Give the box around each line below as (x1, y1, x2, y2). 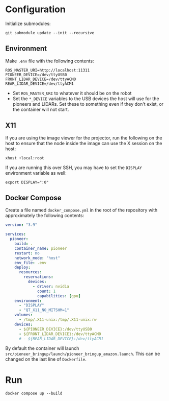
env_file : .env (14, 260, 47, 265)
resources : (18, 270, 42, 275)
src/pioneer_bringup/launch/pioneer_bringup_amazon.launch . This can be (5, 351, 160, 357)
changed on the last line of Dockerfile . (5, 356, 87, 362)
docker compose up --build (5, 391, 63, 396)
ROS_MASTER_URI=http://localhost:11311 (5, 67, 90, 73)
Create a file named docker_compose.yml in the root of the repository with (5, 207, 158, 213)
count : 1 (37, 289, 56, 294)
